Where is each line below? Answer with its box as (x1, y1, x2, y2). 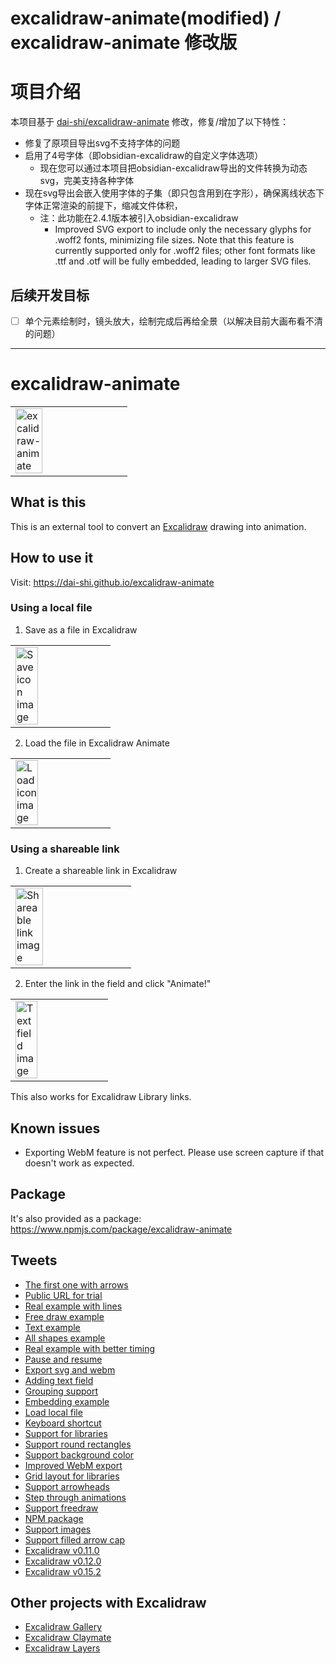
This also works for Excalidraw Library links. (10, 1091, 192, 1103)
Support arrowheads (24, 1480, 110, 1492)
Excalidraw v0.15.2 (24, 1565, 102, 1577)
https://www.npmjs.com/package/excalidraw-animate (10, 1223, 233, 1235)
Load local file (24, 1406, 83, 1418)
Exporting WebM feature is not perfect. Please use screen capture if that (24, 1146, 325, 1158)
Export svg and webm (24, 1363, 116, 1376)
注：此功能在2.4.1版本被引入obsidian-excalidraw (39, 212, 239, 224)
